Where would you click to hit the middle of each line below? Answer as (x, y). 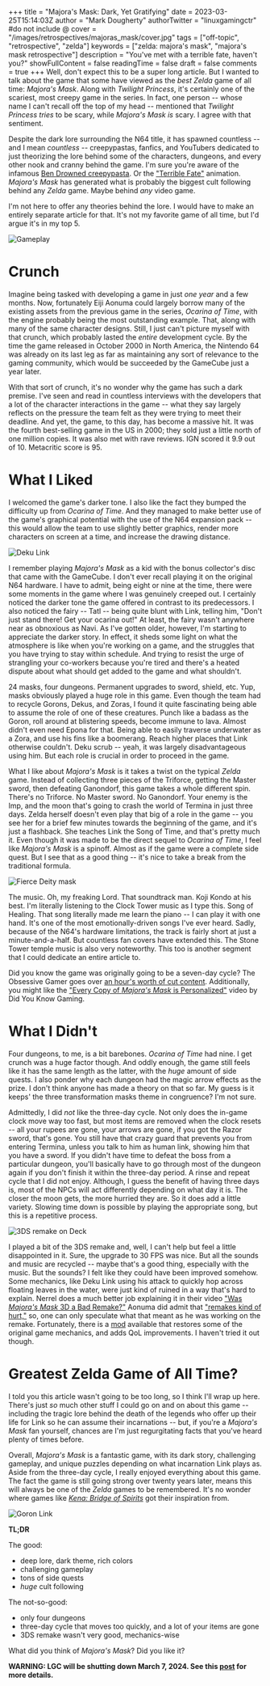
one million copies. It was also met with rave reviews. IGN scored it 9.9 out (132, 438)
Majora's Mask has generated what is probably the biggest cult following (130, 182)
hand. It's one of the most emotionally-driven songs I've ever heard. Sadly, (132, 923)
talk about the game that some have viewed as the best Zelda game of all (130, 80)
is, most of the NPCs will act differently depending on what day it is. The (128, 1189)
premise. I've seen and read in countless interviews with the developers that (135, 395)
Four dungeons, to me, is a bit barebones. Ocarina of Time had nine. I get (130, 1054)
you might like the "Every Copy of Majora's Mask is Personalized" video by (133, 990)
